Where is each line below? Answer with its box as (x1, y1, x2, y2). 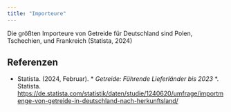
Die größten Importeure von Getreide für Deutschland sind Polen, (7, 29, 193, 37)
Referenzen (7, 57, 59, 68)
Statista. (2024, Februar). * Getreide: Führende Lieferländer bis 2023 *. (17, 75, 219, 83)
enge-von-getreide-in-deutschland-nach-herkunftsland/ (17, 97, 178, 105)
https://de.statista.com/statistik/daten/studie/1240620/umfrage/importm (17, 89, 223, 97)
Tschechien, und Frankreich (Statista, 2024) (7, 36, 133, 45)
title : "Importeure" (7, 10, 67, 17)
